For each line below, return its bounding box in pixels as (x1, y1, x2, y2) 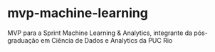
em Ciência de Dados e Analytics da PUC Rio (40, 36, 173, 44)
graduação (7, 36, 39, 44)
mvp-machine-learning (7, 5, 148, 21)
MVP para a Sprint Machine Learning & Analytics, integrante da (7, 28, 193, 37)
